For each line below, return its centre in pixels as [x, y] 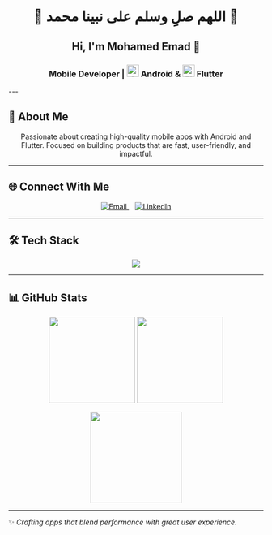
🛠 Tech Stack [44, 240]
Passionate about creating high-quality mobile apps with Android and [136, 136]
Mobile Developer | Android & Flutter [136, 74]
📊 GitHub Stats [48, 298]
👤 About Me [38, 117]
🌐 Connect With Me [59, 187]
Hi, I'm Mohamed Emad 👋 [136, 47]
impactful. [136, 153]
